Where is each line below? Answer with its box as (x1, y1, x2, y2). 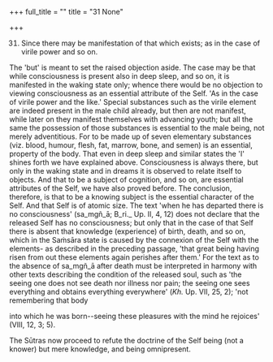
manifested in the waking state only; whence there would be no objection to (9, 80, 263, 89)
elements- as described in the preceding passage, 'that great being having (9, 243, 259, 253)
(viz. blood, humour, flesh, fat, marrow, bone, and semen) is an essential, (9, 140, 253, 149)
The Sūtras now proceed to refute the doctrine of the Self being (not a (9, 336, 245, 345)
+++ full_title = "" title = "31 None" (9, 7, 124, 16)
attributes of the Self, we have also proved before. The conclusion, (9, 183, 232, 193)
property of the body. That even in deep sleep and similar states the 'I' (9, 149, 245, 158)
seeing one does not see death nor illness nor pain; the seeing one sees (9, 278, 250, 287)
